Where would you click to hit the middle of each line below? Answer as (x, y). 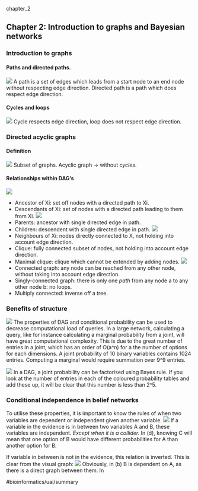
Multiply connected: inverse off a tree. (61, 294)
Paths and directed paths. (39, 67)
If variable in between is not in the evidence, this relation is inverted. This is (98, 457)
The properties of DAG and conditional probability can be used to (93, 322)
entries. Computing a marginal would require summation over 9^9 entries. (96, 360)
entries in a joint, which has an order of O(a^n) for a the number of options (97, 347)
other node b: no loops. (43, 287)
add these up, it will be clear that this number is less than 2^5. (82, 385)
